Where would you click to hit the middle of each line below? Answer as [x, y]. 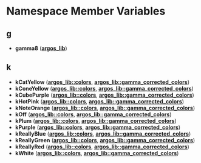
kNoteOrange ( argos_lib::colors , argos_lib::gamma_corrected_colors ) [105, 108]
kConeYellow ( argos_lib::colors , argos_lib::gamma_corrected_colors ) [104, 88]
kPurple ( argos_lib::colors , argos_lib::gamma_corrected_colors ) [98, 127]
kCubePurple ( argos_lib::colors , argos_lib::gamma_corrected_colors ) [104, 95]
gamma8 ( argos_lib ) [41, 48]
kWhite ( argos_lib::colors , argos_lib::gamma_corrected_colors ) [97, 153]
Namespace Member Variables [86, 11]
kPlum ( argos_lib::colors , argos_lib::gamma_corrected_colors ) [96, 120]
